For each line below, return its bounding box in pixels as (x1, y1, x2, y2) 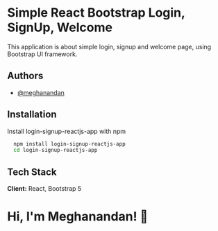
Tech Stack (7, 166, 57, 178)
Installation (7, 109, 57, 121)
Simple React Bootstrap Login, (7, 5, 185, 21)
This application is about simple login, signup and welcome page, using (7, 42, 212, 51)
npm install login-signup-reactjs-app (13, 140, 126, 147)
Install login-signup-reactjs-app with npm (7, 127, 126, 135)
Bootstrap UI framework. (7, 50, 78, 58)
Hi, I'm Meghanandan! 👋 (7, 209, 149, 225)
